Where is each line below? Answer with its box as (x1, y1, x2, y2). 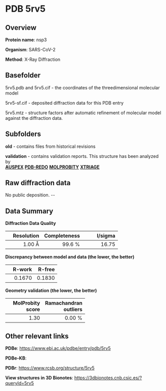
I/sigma (97, 232, 115, 239)
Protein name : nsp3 (5, 37, 47, 43)
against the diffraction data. (5, 115, 63, 121)
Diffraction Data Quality (5, 220, 56, 226)
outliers (63, 306, 82, 313)
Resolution (13, 232, 39, 239)
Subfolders (5, 130, 41, 139)
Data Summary (5, 207, 54, 215)
